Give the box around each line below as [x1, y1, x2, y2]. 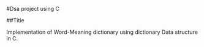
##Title [6, 17, 25, 23]
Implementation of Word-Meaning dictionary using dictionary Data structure [6, 28, 198, 36]
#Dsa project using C [6, 5, 60, 12]
